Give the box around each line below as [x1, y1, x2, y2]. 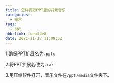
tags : [5, 21, 17, 27]
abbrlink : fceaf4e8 [5, 31, 47, 36]
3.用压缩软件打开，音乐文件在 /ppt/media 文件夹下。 [5, 72, 112, 78]
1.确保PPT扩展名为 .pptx [5, 50, 55, 57]
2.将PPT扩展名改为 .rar [5, 61, 54, 67]
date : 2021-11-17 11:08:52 [5, 36, 62, 41]
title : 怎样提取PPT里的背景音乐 [5, 7, 66, 13]
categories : [5, 12, 30, 17]
